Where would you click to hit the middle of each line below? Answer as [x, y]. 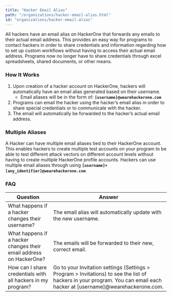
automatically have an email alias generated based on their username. [87, 91]
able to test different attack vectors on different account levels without [79, 154]
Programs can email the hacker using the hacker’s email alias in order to [89, 102]
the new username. [76, 219]
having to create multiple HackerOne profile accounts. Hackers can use [81, 159]
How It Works [23, 75]
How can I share [27, 268]
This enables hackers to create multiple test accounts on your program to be [86, 148]
